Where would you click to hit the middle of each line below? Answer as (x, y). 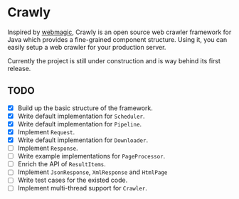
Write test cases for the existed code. (73, 180)
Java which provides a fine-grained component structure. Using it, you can (117, 39)
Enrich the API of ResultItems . (62, 164)
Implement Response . (48, 148)
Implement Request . (46, 131)
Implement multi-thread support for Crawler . (83, 188)
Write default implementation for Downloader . (83, 140)
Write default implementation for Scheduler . (81, 116)
